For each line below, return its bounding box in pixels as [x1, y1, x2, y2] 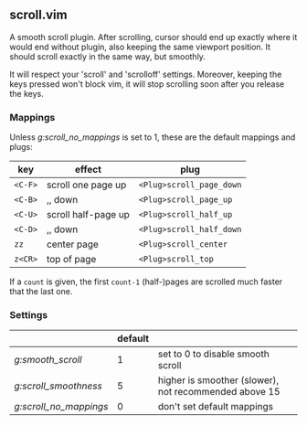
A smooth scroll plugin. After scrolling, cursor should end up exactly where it [9, 31, 298, 42]
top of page [46, 253, 97, 266]
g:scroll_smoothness [14, 379, 103, 392]
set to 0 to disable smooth [157, 347, 270, 360]
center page [46, 238, 99, 250]
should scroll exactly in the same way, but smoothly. [9, 50, 206, 62]
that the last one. [9, 286, 73, 297]
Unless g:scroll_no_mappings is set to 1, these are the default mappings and [9, 132, 296, 143]
